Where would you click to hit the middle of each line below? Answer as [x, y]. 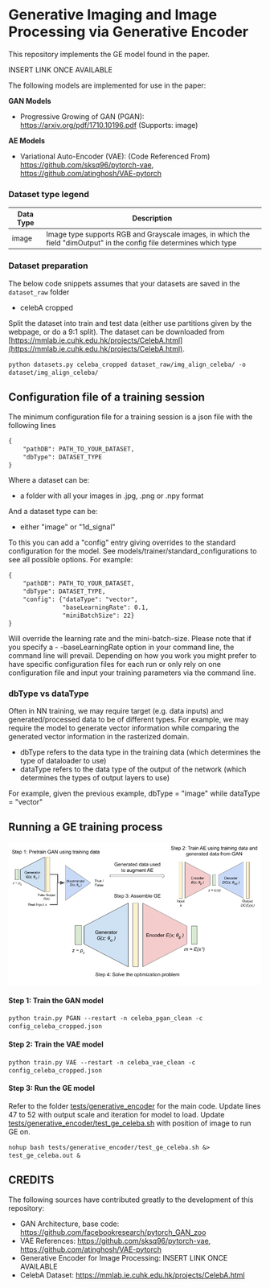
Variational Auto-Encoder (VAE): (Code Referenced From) [115, 156]
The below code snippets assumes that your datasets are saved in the [124, 283]
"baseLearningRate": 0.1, [106, 607]
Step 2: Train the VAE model [56, 1044]
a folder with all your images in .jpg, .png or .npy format [112, 496]
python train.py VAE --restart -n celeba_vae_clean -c [102, 1062]
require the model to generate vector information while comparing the [124, 728]
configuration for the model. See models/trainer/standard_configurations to [133, 551]
